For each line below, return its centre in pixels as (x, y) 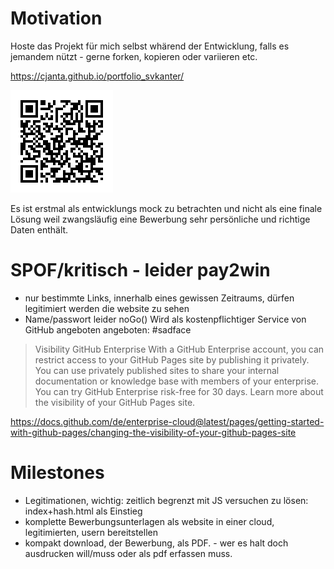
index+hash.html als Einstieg (83, 511)
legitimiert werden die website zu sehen (107, 308)
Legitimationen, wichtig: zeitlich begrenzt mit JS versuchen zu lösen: (166, 500)
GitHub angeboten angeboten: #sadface (108, 329)
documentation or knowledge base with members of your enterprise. (176, 381)
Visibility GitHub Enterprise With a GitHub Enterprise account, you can (179, 349)
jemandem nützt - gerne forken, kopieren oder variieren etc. (134, 56)
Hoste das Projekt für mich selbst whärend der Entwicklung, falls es (150, 46)
